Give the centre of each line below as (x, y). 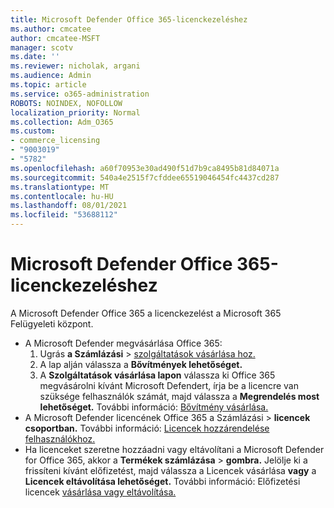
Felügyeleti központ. (52, 323)
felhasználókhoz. (60, 438)
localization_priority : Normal (75, 112)
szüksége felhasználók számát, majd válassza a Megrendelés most (179, 396)
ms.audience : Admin (51, 76)
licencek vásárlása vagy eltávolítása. (100, 492)
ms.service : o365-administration (80, 94)
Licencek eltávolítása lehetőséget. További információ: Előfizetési (162, 481)
